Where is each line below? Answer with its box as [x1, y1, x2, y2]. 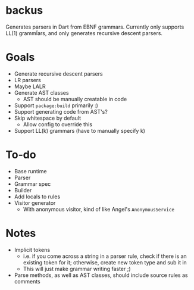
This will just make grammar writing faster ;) [23, 265, 132, 272]
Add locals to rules [14, 193, 61, 200]
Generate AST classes [14, 89, 69, 96]
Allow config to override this [23, 120, 93, 128]
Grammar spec [14, 180, 51, 188]
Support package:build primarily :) [14, 102, 99, 109]
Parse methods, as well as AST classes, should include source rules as [14, 272, 188, 279]
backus [5, 4, 43, 17]
